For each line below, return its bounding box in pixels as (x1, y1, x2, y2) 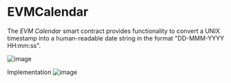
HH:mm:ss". (7, 41, 41, 49)
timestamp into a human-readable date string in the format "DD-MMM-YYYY (7, 34, 225, 42)
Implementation (7, 68, 52, 76)
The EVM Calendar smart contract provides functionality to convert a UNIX (7, 27, 221, 35)
